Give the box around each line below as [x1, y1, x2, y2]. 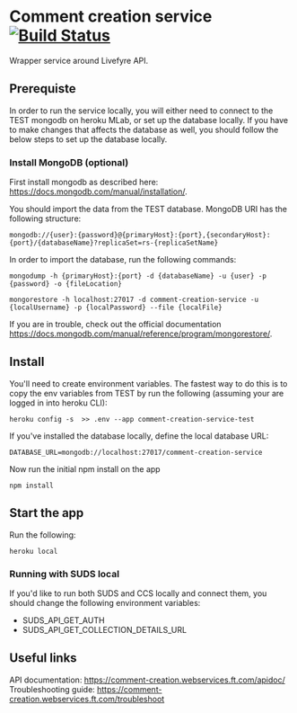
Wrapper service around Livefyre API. [9, 55, 149, 66]
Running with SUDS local [9, 567, 119, 580]
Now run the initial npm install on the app [9, 463, 161, 474]
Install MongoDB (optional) [9, 156, 129, 168]
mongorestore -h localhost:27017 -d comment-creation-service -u [9, 295, 258, 305]
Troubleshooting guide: [9, 683, 96, 694]
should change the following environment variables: [9, 597, 201, 608]
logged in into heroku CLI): [9, 397, 108, 408]
